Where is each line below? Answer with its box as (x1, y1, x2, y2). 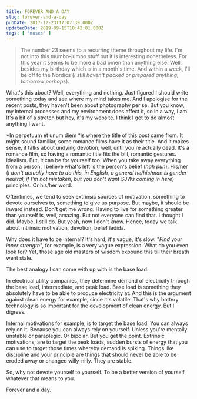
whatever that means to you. (6, 375, 75, 382)
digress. (6, 309, 26, 316)
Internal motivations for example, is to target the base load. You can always (6, 320, 188, 327)
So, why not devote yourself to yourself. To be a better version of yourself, (6, 368, 186, 376)
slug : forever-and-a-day (6, 14, 67, 20)
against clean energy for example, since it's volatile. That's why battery (6, 296, 179, 303)
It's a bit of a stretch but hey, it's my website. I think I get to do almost (6, 114, 175, 121)
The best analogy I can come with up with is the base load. (6, 266, 149, 273)
